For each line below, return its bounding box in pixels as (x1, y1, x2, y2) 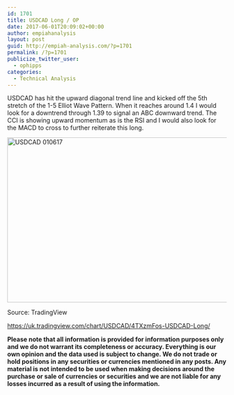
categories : (7, 68, 42, 75)
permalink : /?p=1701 (7, 49, 68, 56)
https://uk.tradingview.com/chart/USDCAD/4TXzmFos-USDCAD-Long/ (7, 322, 210, 330)
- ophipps (13, 62, 42, 69)
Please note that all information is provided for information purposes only (7, 335, 224, 343)
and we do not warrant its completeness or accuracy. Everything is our (7, 343, 217, 351)
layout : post (7, 36, 45, 43)
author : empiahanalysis (7, 29, 77, 37)
